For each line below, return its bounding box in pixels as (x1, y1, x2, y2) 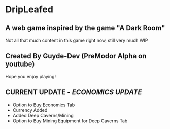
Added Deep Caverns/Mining (12, 112, 74, 118)
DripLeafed (5, 4, 53, 15)
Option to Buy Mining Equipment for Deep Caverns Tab (12, 118, 128, 124)
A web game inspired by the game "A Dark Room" (5, 24, 165, 33)
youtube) (5, 60, 35, 69)
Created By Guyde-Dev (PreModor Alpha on (5, 52, 147, 60)
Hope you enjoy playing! (5, 73, 56, 79)
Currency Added (12, 107, 48, 113)
